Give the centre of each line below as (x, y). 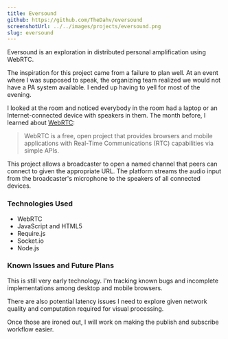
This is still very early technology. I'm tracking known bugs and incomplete (113, 281)
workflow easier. (31, 329)
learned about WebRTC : (41, 123)
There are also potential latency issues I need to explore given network (107, 301)
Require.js (31, 233)
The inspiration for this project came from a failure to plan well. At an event (113, 73)
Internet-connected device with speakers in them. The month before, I (106, 116)
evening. (20, 95)
